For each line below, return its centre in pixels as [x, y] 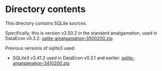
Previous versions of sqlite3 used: [40, 48]
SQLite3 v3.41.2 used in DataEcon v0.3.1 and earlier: [66, 58]
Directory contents [46, 9]
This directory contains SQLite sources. [46, 23]
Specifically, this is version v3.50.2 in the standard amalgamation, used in [81, 33]
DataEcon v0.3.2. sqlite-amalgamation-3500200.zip [59, 38]
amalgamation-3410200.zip [41, 63]
